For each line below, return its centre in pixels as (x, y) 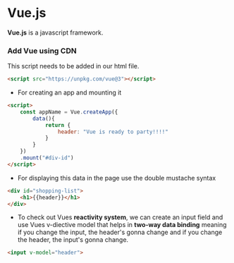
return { (58, 125)
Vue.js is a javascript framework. (55, 32)
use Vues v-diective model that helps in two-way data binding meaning (122, 225)
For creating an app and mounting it (69, 92)
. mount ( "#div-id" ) (47, 158)
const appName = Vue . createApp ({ (69, 112)
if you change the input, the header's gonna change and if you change (120, 232)
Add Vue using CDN (42, 51)
